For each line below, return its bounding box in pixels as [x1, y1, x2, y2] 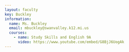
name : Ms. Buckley [9, 21, 47, 26]
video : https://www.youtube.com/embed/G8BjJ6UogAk [17, 40, 125, 45]
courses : [9, 30, 27, 35]
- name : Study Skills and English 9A [13, 35, 91, 40]
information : [4, 16, 32, 21]
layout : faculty [4, 7, 38, 12]
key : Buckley [4, 12, 32, 17]
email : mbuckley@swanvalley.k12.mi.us [9, 26, 89, 31]
